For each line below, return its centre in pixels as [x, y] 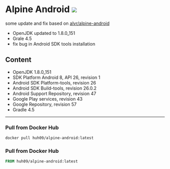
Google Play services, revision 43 [47, 99]
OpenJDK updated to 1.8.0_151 [44, 33]
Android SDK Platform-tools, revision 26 [54, 82]
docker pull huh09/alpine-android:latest [50, 138]
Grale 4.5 [22, 38]
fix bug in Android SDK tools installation [54, 44]
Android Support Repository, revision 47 [54, 93]
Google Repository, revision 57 [45, 104]
